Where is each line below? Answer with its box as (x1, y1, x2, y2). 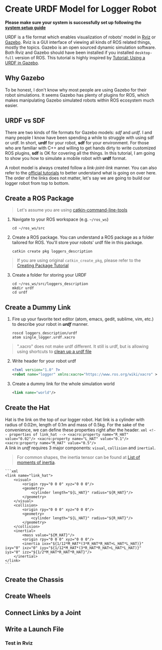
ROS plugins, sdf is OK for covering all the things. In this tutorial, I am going (5, 150, 155, 156)
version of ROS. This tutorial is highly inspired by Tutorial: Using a (15, 54, 146, 60)
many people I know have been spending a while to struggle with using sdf (5, 135, 154, 141)
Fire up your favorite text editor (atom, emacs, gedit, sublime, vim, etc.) (12, 316, 154, 322)
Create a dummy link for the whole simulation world (12, 381, 115, 386)
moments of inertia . (16, 459, 56, 465)
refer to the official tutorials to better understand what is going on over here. (5, 170, 157, 176)
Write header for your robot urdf (12, 358, 76, 364)
